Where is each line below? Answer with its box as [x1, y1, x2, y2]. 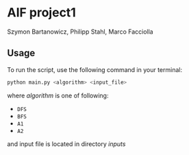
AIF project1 [7, 5, 77, 21]
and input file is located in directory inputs [7, 139, 126, 148]
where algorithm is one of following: [7, 91, 109, 99]
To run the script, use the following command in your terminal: [7, 65, 183, 73]
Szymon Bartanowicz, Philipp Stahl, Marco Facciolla [7, 27, 153, 36]
